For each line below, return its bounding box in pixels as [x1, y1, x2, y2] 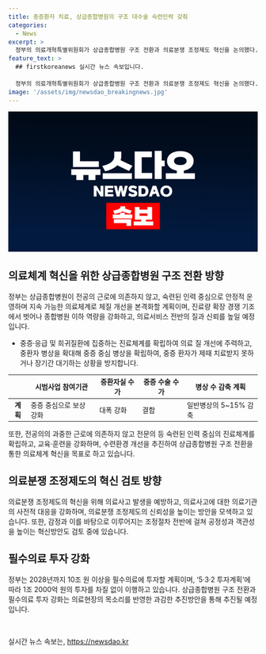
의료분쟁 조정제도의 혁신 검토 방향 [8, 474, 162, 488]
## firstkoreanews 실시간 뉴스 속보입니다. [15, 63, 145, 71]
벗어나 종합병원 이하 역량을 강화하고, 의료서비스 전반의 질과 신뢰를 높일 [22, 312, 241, 321]
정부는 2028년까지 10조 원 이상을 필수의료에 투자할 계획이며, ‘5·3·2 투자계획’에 [8, 575, 251, 584]
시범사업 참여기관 [35, 382, 89, 392]
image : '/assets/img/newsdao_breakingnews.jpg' [8, 88, 169, 96]
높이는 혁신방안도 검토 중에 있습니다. [16, 526, 129, 536]
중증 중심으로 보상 [30, 400, 85, 410]
